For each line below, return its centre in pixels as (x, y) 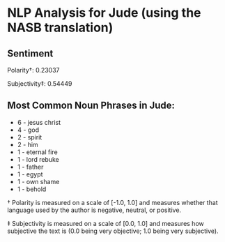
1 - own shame (38, 181)
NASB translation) (60, 28)
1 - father (30, 167)
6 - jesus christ (39, 122)
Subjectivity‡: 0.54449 (40, 84)
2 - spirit (30, 137)
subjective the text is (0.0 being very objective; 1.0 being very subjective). (113, 231)
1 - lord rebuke (38, 159)
